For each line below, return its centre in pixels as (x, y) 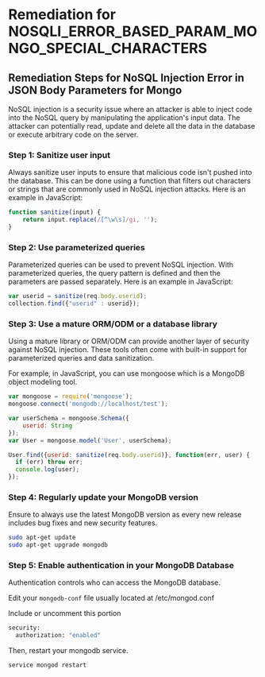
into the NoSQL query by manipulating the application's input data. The (124, 118)
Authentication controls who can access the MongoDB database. (114, 582)
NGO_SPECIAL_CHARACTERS (108, 48)
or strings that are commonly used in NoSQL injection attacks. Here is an (127, 189)
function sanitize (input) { (55, 212)
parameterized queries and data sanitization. (81, 358)
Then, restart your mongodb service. (68, 651)
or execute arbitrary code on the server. (73, 134)
